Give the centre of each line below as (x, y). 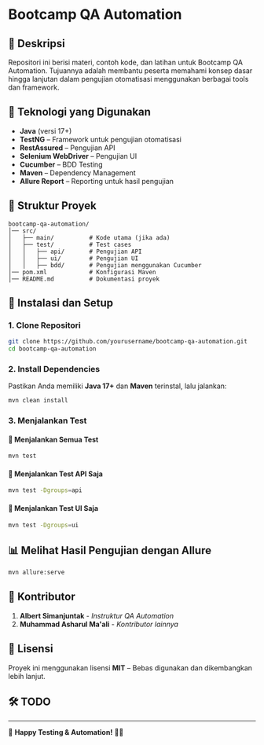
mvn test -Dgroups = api (45, 490)
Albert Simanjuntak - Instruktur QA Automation (97, 615)
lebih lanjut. (27, 676)
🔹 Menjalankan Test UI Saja (53, 508)
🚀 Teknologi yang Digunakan (80, 112)
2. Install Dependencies (54, 369)
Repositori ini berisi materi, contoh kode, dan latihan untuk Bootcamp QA (126, 62)
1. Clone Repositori (44, 325)
